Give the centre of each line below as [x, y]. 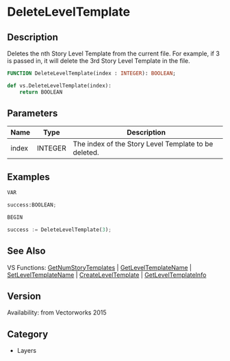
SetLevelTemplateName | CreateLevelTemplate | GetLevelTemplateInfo [107, 275]
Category [28, 334]
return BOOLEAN [41, 92]
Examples [28, 177]
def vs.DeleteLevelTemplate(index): [59, 85]
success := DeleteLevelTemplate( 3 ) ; [59, 230]
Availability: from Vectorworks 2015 [57, 312]
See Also [26, 251]
